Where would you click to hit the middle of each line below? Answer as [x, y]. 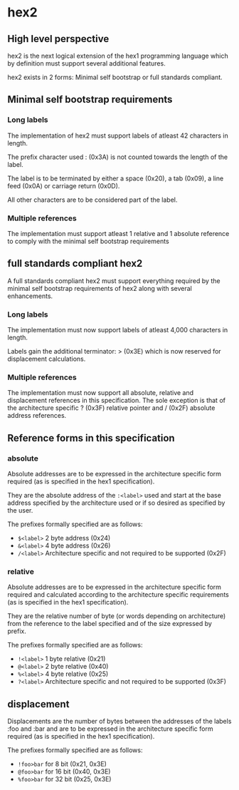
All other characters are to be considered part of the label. [92, 200]
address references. [37, 416]
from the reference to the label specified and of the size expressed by [110, 624]
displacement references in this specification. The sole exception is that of [117, 401]
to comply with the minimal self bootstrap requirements [88, 241]
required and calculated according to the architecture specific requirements [118, 595]
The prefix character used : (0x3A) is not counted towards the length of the [118, 157]
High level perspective [58, 39]
